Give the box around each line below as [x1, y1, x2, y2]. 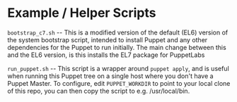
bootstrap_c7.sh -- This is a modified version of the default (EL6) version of [7, 28, 229, 37]
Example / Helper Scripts [7, 5, 156, 21]
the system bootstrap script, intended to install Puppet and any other [7, 35, 208, 44]
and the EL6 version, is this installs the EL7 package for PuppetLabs [7, 51, 205, 59]
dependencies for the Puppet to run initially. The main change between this [7, 43, 226, 51]
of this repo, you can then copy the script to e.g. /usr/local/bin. [7, 87, 190, 95]
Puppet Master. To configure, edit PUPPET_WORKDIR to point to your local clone [7, 79, 231, 87]
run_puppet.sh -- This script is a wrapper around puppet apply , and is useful [7, 64, 230, 72]
